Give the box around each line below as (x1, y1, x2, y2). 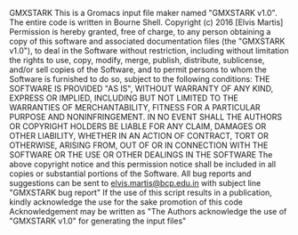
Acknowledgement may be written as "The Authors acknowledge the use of (9, 207, 287, 216)
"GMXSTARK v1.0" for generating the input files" (9, 215, 187, 226)
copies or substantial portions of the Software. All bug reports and (9, 168, 252, 179)
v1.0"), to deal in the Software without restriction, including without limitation (9, 45, 289, 56)
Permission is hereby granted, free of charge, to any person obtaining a (9, 27, 271, 36)
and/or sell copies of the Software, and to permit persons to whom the (9, 64, 267, 75)
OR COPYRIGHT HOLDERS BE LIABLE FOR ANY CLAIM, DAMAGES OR (9, 121, 267, 132)
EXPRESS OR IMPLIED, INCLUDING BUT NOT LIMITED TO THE (9, 93, 238, 103)
